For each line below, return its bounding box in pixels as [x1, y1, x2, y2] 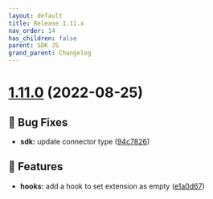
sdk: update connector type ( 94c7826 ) [19, 137, 150, 146]
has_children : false [8, 34, 78, 43]
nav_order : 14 [8, 26, 56, 35]
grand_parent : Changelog [8, 49, 92, 57]
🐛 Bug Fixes [8, 116, 68, 129]
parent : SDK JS [8, 42, 59, 50]
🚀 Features [8, 160, 63, 173]
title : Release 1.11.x [8, 19, 84, 27]
